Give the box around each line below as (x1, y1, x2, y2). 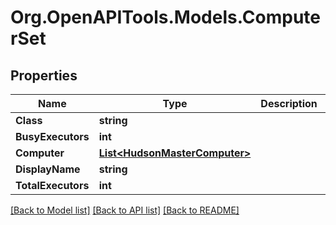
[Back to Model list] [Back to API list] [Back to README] (10, 204, 240, 216)
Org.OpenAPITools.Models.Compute (10, 6, 321, 29)
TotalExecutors (15, 179, 90, 192)
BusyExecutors (15, 130, 90, 143)
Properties (10, 67, 78, 84)
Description (260, 97, 318, 110)
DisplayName (15, 162, 81, 176)
